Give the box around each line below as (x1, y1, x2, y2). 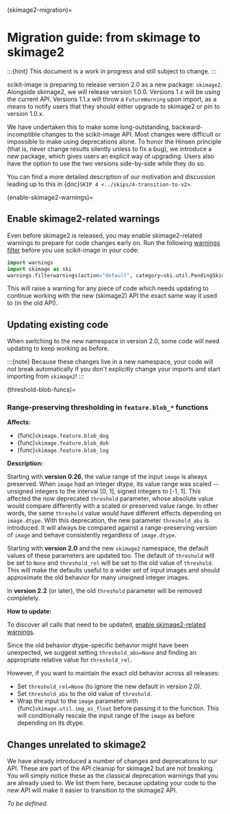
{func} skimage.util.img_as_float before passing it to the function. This (16, 704, 219, 712)
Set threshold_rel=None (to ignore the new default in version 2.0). (16, 682, 202, 690)
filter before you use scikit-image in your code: (7, 246, 140, 254)
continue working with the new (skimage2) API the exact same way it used (7, 292, 218, 300)
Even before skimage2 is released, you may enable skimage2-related (7, 231, 203, 240)
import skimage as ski (7, 266, 72, 272)
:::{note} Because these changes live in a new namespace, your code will (7, 358, 214, 366)
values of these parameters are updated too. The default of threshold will (7, 552, 214, 560)
